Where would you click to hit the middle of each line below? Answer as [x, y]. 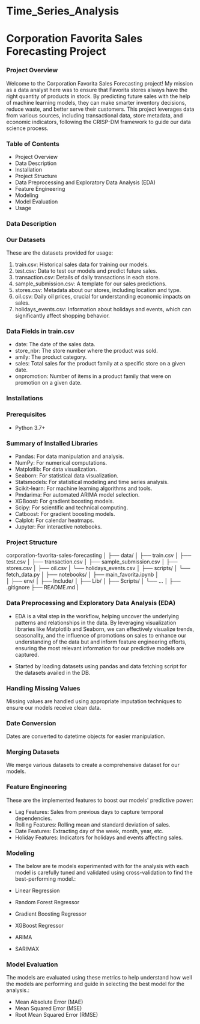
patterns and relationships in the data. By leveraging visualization [95, 622]
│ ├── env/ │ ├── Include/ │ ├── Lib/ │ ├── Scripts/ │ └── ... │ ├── [94, 581]
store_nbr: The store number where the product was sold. [86, 351]
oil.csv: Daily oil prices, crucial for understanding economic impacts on [103, 297]
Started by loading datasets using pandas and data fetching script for [101, 666]
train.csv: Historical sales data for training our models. [82, 265]
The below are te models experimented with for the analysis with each [102, 866]
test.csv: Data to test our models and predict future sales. [86, 271]
